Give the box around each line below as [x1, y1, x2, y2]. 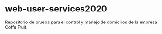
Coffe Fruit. [5, 24, 28, 30]
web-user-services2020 [5, 3, 107, 14]
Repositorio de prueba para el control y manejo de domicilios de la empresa [5, 19, 157, 25]
